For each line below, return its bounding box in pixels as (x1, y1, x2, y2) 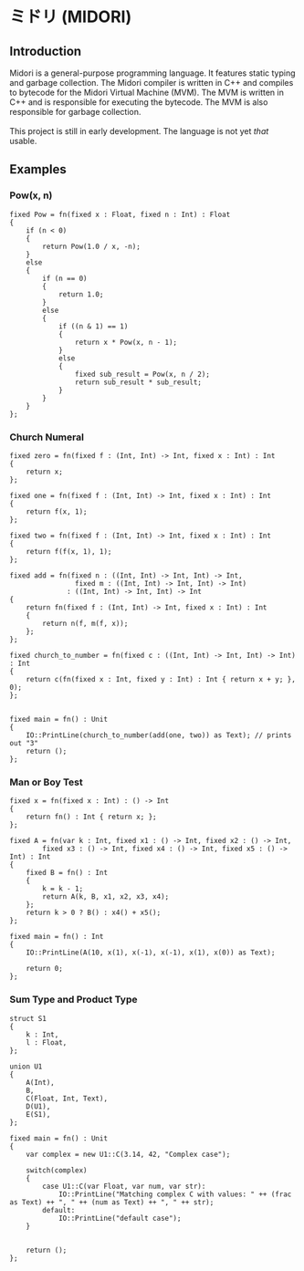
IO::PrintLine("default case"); (58, 1214, 182, 1223)
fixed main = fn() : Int (9, 932, 104, 942)
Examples (9, 161, 67, 177)
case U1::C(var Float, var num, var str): (42, 1182, 206, 1191)
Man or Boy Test (9, 776, 84, 788)
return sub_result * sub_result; (74, 378, 203, 387)
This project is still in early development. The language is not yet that (9, 126, 269, 136)
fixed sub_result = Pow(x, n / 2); (74, 370, 210, 379)
